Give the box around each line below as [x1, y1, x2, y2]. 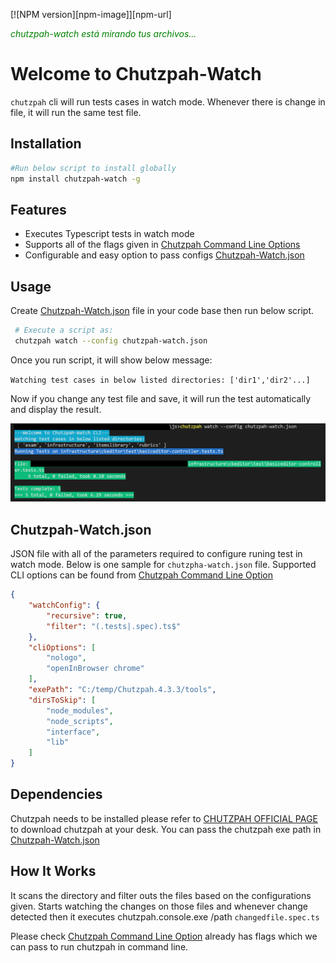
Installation [10, 135, 82, 153]
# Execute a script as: [14, 325, 114, 336]
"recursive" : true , [46, 610, 128, 621]
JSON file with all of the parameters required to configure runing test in [10, 548, 303, 560]
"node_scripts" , [46, 716, 114, 726]
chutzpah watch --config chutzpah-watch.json [14, 336, 208, 346]
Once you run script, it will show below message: [10, 354, 213, 366]
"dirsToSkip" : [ [28, 695, 97, 705]
